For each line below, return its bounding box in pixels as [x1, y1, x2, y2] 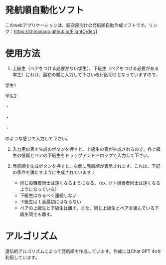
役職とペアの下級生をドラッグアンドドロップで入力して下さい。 [21, 152, 152, 158]
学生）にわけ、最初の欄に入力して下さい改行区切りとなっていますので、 [12, 71, 161, 78]
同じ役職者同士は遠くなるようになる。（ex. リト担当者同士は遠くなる [19, 180, 161, 186]
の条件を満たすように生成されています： [12, 169, 96, 175]
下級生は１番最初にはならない [19, 198, 81, 204]
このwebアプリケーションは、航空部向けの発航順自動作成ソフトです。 [5, 22, 149, 28]
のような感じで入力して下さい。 [5, 135, 71, 141]
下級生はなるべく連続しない [19, 192, 77, 198]
